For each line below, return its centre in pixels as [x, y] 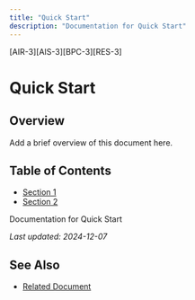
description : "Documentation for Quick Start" [98, 26]
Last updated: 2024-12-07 [58, 237]
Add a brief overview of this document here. [91, 142]
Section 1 [39, 192]
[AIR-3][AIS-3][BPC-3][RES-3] [66, 51]
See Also [35, 265]
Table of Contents [61, 170]
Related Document [57, 287]
